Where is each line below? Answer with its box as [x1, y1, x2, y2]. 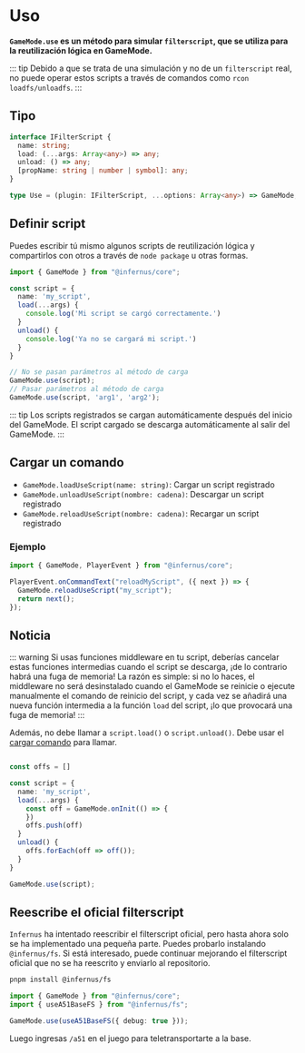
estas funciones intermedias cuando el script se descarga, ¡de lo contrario [9, 662, 288, 673]
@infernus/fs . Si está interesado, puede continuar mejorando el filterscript [9, 948, 288, 959]
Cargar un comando [9, 455, 124, 470]
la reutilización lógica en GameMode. [9, 44, 152, 55]
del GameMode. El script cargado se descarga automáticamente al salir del [9, 418, 290, 429]
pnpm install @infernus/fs [9, 975, 112, 985]
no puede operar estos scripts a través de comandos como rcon [9, 72, 250, 83]
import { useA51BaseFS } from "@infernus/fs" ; [9, 1000, 189, 1009]
